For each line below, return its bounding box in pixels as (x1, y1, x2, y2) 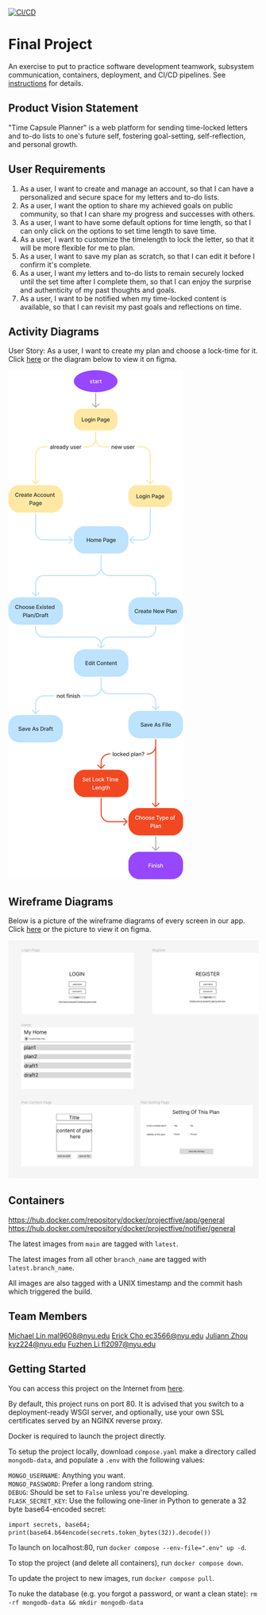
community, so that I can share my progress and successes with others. (19, 209, 256, 219)
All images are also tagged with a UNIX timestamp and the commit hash (8, 1278, 243, 1287)
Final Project (8, 36, 93, 53)
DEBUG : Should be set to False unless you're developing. (8, 1487, 190, 1497)
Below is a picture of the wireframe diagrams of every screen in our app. (8, 916, 245, 926)
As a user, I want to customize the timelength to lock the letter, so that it (19, 235, 254, 244)
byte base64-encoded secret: (8, 1504, 106, 1514)
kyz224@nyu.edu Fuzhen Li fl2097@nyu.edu (8, 1339, 156, 1349)
